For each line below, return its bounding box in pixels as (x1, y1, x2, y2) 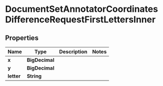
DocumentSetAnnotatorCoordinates (5, 3, 158, 15)
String (26, 73, 42, 80)
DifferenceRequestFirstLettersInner (5, 14, 156, 25)
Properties (5, 34, 39, 42)
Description (59, 48, 88, 55)
